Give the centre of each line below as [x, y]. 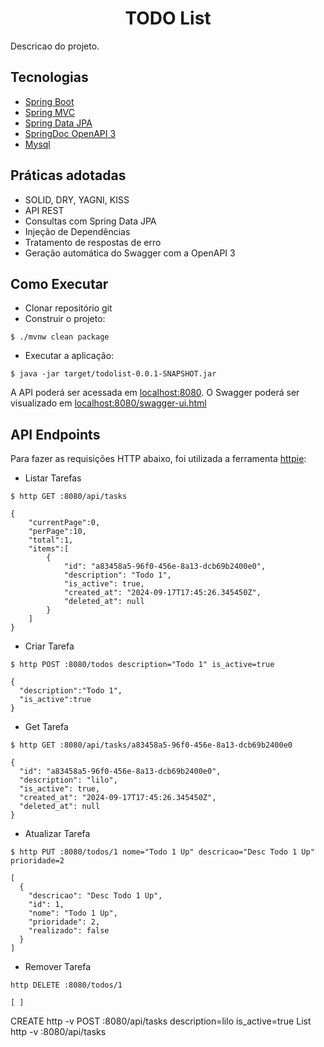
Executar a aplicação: [69, 356]
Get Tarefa [46, 727]
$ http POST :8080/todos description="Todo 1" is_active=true [142, 665]
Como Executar [59, 283]
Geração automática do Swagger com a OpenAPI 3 [130, 253]
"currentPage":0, [64, 523]
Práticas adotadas [68, 175]
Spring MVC [50, 112]
